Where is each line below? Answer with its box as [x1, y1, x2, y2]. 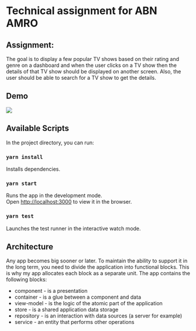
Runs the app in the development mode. [6, 192, 102, 199]
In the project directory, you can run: [6, 139, 94, 146]
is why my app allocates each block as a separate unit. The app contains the [6, 270, 190, 277]
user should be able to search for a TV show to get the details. [6, 75, 156, 81]
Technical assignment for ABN [6, 4, 157, 18]
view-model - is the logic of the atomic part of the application [14, 300, 163, 307]
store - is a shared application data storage [14, 306, 119, 313]
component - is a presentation [14, 288, 88, 295]
